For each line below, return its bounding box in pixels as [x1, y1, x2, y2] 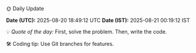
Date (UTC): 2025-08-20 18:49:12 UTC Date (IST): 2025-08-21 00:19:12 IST [6, 17, 190, 24]
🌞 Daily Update [6, 5, 44, 12]
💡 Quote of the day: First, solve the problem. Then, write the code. [6, 28, 167, 35]
